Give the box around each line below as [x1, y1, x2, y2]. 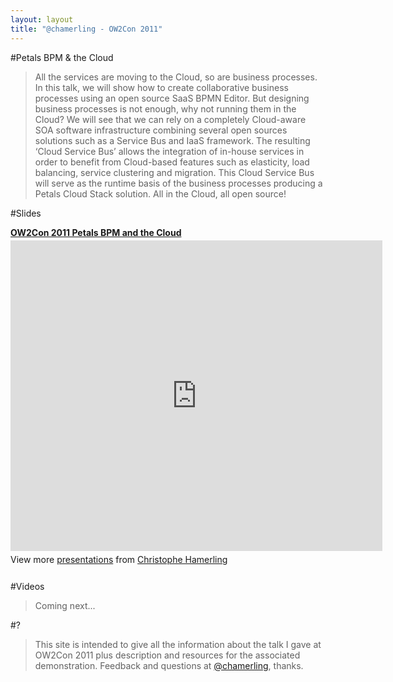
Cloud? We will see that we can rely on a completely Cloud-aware [34, 113, 307, 125]
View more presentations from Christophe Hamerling [10, 553, 228, 565]
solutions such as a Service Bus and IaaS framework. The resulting [34, 134, 311, 146]
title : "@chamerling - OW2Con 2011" [10, 24, 163, 34]
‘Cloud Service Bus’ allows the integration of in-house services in [34, 145, 305, 157]
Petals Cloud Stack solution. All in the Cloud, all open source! [34, 187, 287, 200]
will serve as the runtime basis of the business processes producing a [34, 177, 323, 189]
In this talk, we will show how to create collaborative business [34, 81, 289, 93]
